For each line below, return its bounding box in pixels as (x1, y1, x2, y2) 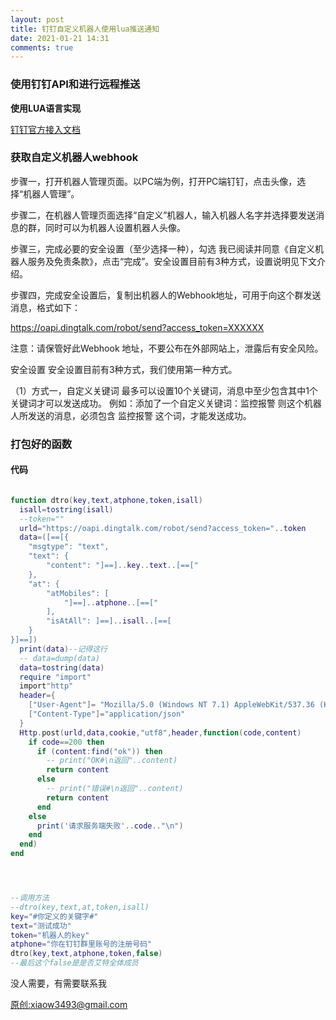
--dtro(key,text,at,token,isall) (10, 902, 150, 912)
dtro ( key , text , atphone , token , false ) (10, 949, 163, 959)
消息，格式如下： (10, 301, 81, 313)
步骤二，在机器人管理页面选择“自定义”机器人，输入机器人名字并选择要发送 (10, 209, 317, 221)
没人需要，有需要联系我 (10, 977, 107, 990)
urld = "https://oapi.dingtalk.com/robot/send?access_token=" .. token (19, 523, 307, 533)
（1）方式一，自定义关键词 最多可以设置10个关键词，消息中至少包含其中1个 (10, 384, 318, 396)
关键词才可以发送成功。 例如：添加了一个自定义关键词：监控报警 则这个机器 (10, 397, 322, 409)
